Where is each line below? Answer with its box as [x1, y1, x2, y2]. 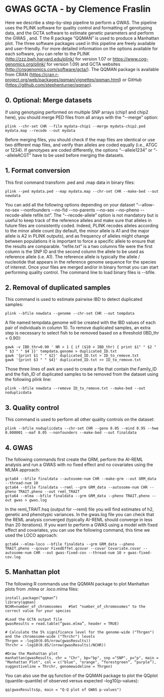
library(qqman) [5, 600, 36, 605]
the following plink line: [5, 377, 52, 382]
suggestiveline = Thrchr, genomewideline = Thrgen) [5, 664, 113, 669]
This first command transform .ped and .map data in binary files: [5, 180, 135, 185]
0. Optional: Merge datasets [5, 96, 92, 105]
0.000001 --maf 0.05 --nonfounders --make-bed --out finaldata [5, 430, 137, 435]
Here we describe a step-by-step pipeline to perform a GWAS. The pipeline [5, 20, 157, 25]
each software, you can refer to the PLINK [5, 50, 90, 57]
